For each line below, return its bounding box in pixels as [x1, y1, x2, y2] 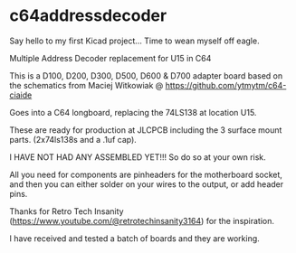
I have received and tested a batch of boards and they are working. [9, 232, 260, 244]
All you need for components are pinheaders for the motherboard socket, [9, 169, 283, 180]
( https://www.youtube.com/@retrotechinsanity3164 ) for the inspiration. [9, 215, 274, 226]
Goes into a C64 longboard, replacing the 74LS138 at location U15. [9, 107, 257, 117]
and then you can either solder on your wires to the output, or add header [9, 178, 284, 190]
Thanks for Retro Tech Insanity [9, 205, 124, 217]
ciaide [9, 89, 33, 100]
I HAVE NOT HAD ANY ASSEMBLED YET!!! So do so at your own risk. [9, 151, 267, 163]
